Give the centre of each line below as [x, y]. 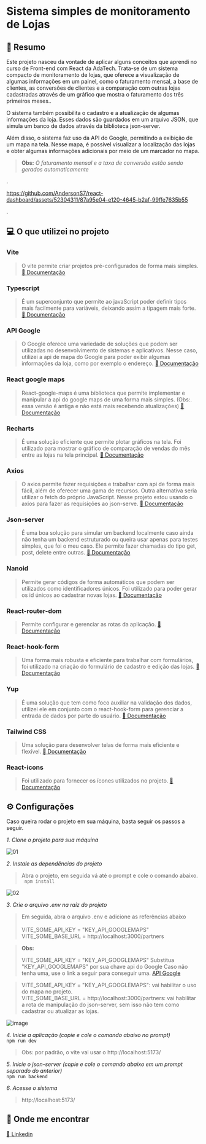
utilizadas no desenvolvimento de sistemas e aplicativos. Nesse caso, [109, 350]
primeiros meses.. [29, 101]
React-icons [25, 767]
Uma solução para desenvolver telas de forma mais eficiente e [100, 744]
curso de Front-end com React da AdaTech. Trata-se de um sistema [92, 68]
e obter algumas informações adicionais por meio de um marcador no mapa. [103, 151]
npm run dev [21, 1041]
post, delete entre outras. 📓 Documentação [76, 553]
